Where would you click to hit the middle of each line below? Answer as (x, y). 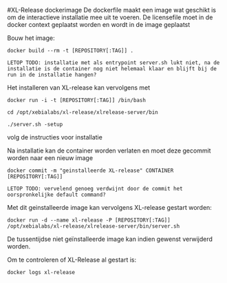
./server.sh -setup (35, 124)
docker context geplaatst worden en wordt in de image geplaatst (99, 25)
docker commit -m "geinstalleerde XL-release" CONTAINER (90, 170)
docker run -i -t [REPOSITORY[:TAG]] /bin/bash (77, 100)
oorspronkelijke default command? (57, 195)
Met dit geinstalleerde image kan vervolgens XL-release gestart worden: (109, 207)
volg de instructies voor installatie (55, 137)
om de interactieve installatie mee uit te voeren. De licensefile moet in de (110, 17)
